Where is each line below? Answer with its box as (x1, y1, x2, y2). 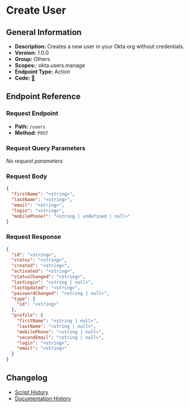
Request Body (6, 172, 47, 180)
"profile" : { (11, 313, 44, 318)
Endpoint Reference (6, 91, 81, 101)
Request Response (6, 232, 61, 241)
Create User (6, 4, 67, 17)
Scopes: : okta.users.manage (14, 62, 86, 69)
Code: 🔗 (14, 75, 35, 81)
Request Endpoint (6, 109, 58, 117)
